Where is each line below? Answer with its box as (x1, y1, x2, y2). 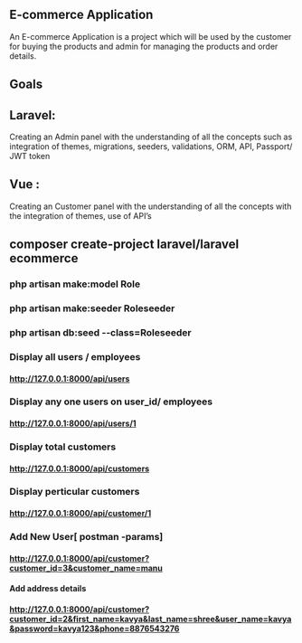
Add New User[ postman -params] (9, 530, 164, 543)
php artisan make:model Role (9, 278, 141, 290)
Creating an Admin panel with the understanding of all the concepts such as (9, 131, 293, 143)
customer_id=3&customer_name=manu (9, 563, 163, 573)
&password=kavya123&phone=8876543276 (9, 623, 180, 634)
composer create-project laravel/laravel (9, 237, 240, 252)
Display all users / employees (9, 350, 141, 363)
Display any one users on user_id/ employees (9, 395, 213, 408)
